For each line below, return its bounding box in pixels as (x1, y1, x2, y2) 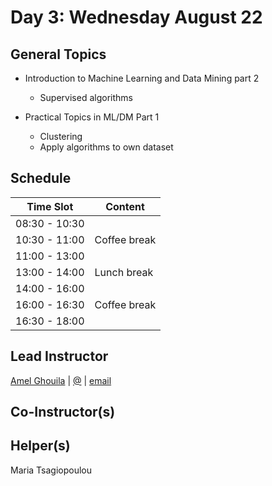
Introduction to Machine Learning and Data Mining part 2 (24, 72, 260, 84)
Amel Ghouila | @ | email (10, 374, 112, 386)
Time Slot (26, 199, 74, 213)
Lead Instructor (10, 348, 109, 365)
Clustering (39, 131, 83, 142)
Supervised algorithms (39, 92, 133, 103)
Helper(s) (10, 437, 71, 455)
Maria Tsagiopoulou (10, 464, 93, 476)
